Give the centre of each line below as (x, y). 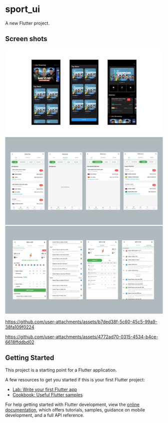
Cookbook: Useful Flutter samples (47, 394)
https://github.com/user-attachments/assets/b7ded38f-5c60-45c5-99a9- (81, 322)
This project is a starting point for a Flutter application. (61, 370)
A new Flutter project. (27, 23)
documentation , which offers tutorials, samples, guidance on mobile (75, 409)
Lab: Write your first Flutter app (45, 389)
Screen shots (26, 39)
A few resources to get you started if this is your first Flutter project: (75, 379)
